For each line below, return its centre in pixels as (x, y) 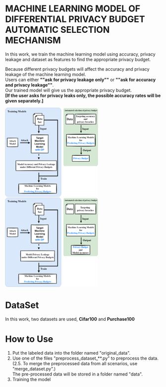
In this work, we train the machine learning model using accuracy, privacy (80, 54)
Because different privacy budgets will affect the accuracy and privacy (77, 69)
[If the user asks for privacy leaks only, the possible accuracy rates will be (83, 96)
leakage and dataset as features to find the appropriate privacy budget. (78, 59)
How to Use (29, 339)
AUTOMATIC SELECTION (57, 30)
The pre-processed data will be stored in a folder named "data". (77, 374)
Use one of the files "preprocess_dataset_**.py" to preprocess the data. (85, 358)
